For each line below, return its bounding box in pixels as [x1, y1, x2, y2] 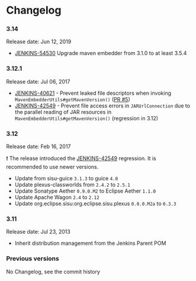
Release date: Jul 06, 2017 [6, 78, 70, 85]
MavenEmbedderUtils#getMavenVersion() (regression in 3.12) [14, 114, 159, 122]
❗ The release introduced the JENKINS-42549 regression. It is [6, 155, 156, 162]
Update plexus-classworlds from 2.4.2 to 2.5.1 [14, 181, 130, 189]
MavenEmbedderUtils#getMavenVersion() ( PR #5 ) [14, 95, 130, 103]
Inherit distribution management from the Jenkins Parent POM [14, 240, 166, 247]
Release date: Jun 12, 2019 [6, 38, 72, 45]
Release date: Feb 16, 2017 [6, 143, 71, 150]
